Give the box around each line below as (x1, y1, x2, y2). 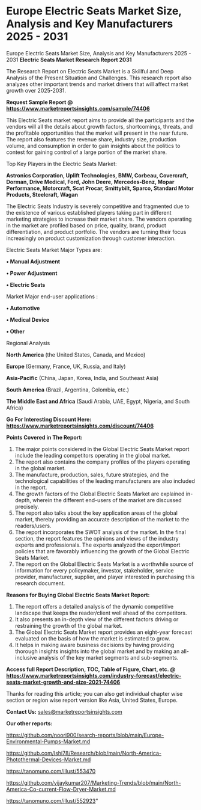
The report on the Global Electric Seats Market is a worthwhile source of (14, 560, 194, 568)
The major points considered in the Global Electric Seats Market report (14, 445, 190, 452)
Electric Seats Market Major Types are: (6, 246, 102, 253)
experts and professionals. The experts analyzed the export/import (14, 541, 181, 548)
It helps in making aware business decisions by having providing (14, 641, 175, 648)
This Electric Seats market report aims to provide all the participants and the (6, 116, 194, 124)
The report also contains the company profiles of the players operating (14, 458, 190, 465)
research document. (14, 579, 65, 587)
